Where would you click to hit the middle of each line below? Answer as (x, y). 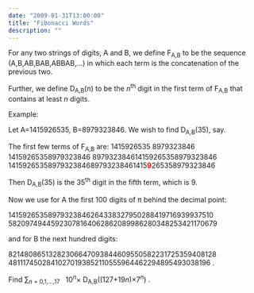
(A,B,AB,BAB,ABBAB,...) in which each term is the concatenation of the (124, 64)
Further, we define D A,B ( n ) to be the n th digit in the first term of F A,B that (125, 89)
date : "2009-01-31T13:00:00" (56, 15)
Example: (23, 114)
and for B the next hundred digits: (63, 238)
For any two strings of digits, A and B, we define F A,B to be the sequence (127, 54)
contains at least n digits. (49, 98)
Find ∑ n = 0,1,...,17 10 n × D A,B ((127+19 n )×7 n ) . (79, 280)
